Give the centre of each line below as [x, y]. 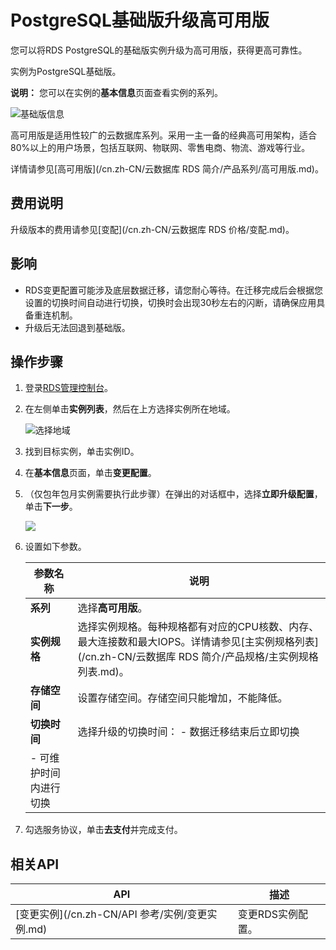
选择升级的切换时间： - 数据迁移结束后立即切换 [188, 732]
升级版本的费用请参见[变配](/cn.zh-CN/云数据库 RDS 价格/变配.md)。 [152, 229]
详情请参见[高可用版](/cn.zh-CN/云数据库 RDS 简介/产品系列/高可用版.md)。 [167, 168]
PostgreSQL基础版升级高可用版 [140, 20]
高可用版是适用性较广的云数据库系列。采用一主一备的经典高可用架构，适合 [163, 135]
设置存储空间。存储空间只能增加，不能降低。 [182, 698]
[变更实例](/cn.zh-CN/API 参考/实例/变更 [111, 914]
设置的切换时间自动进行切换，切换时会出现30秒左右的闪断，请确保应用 [170, 302]
